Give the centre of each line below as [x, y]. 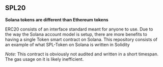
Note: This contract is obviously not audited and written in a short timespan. [82, 54]
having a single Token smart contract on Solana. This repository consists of [81, 39]
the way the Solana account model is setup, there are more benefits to [76, 34]
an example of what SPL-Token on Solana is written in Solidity [68, 44]
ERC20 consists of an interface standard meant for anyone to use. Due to [79, 29]
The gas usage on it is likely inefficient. [44, 59]
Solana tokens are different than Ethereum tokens [57, 19]
